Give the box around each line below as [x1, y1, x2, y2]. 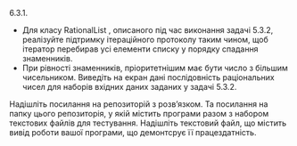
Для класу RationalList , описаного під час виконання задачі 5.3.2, [21, 25, 274, 35]
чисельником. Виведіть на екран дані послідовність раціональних [21, 72, 275, 83]
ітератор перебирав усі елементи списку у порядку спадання [21, 44, 259, 54]
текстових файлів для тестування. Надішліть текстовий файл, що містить [9, 118, 287, 128]
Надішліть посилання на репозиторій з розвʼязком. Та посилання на [9, 99, 268, 109]
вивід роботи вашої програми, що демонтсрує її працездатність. [9, 127, 257, 137]
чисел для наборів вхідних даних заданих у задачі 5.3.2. [21, 82, 237, 92]
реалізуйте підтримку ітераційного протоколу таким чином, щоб [21, 35, 269, 45]
